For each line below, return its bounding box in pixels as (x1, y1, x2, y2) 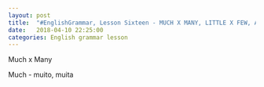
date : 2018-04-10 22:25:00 (8, 26, 104, 34)
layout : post (8, 11, 51, 20)
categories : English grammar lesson (8, 33, 128, 42)
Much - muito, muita (8, 70, 74, 79)
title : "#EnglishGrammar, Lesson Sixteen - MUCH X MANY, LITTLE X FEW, (8, 19, 251, 27)
